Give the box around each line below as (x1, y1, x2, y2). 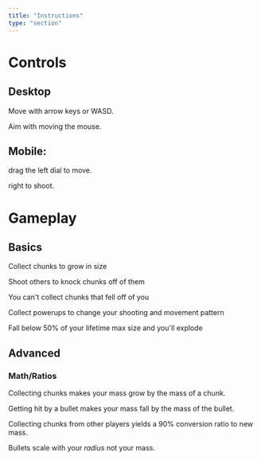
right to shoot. (8, 181, 55, 191)
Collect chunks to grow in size (8, 262, 107, 271)
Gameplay (8, 209, 77, 227)
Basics (8, 240, 42, 254)
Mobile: (8, 144, 47, 158)
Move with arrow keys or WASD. (8, 106, 114, 115)
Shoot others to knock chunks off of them (8, 277, 146, 287)
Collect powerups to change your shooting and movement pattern (8, 308, 224, 318)
